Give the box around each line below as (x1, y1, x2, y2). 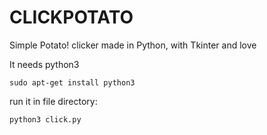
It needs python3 (9, 58, 80, 70)
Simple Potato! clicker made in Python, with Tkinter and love (9, 39, 257, 51)
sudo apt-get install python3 (9, 77, 136, 88)
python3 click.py (9, 114, 82, 125)
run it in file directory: (9, 95, 98, 107)
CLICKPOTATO (9, 6, 134, 29)
